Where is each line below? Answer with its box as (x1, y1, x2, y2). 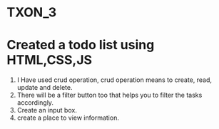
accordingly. (16, 98, 54, 107)
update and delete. (16, 83, 73, 92)
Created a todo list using (6, 37, 155, 53)
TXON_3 (6, 4, 57, 21)
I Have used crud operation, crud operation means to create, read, (16, 76, 212, 84)
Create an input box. (16, 106, 78, 115)
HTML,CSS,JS (6, 52, 93, 68)
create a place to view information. (16, 113, 119, 122)
